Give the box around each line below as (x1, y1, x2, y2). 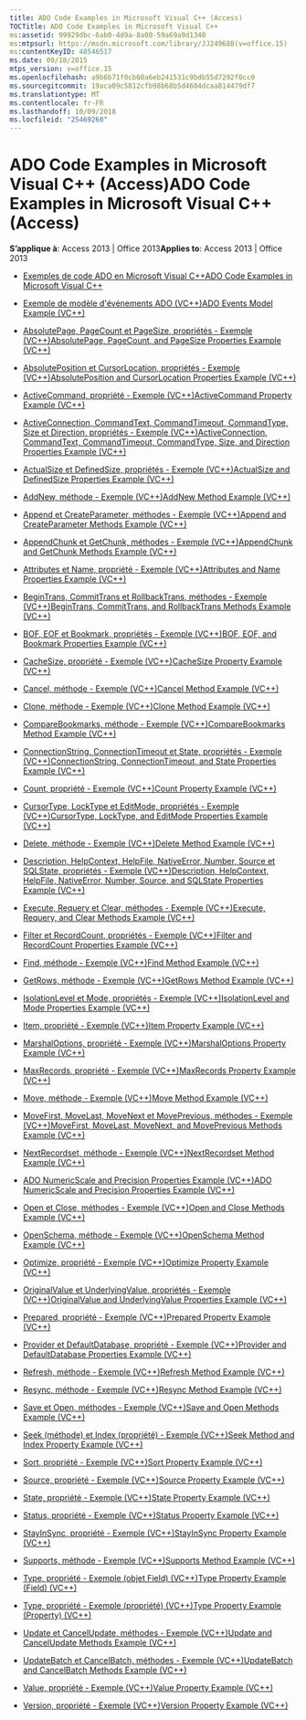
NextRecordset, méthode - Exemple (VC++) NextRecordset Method (22, 1147, 275, 1158)
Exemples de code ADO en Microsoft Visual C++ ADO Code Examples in (22, 270, 293, 281)
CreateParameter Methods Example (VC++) (22, 519, 187, 530)
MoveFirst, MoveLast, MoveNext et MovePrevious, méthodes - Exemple (22, 1111, 293, 1122)
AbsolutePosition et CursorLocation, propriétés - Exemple (22, 363, 240, 374)
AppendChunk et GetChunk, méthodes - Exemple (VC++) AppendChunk (22, 536, 293, 548)
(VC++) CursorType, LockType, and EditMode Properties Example (22, 810, 269, 822)
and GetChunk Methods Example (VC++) (22, 546, 177, 557)
